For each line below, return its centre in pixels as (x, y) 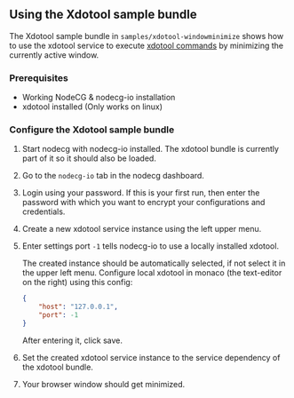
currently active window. (54, 55)
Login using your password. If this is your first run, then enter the (141, 193)
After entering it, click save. (72, 340)
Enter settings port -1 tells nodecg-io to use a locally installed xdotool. (151, 246)
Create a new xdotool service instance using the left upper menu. (142, 229)
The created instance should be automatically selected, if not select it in (154, 263)
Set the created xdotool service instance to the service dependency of (151, 357)
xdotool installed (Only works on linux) (92, 107)
